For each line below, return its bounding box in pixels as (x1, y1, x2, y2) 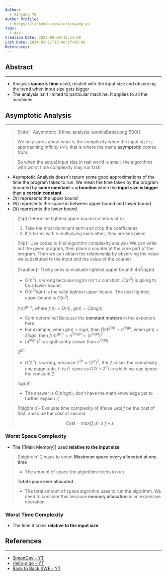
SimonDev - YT (12, 555, 44, 561)
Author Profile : (5, 16, 39, 21)
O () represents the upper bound (12, 195, 78, 201)
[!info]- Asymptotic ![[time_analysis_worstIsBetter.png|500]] (17, 129, 140, 135)
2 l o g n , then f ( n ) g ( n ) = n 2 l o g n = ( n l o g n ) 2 (24, 331, 103, 338)
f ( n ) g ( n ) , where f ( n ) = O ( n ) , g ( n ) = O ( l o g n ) (17, 304, 103, 311)
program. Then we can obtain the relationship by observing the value (17, 251, 159, 257)
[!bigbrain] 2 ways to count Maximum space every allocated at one (17, 454, 157, 460)
